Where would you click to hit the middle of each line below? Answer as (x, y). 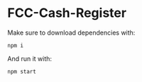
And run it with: (29, 59)
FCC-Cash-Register (67, 13)
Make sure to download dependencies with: (71, 33)
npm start (22, 71)
